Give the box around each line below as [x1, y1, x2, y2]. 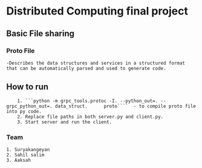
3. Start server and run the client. [17, 119, 112, 125]
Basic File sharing [6, 28, 74, 39]
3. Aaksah [6, 157, 31, 163]
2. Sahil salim [6, 152, 45, 158]
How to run [6, 82, 49, 92]
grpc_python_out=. [6, 103, 53, 109]
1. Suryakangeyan [6, 146, 50, 152]
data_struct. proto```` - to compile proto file [54, 103, 197, 109]
